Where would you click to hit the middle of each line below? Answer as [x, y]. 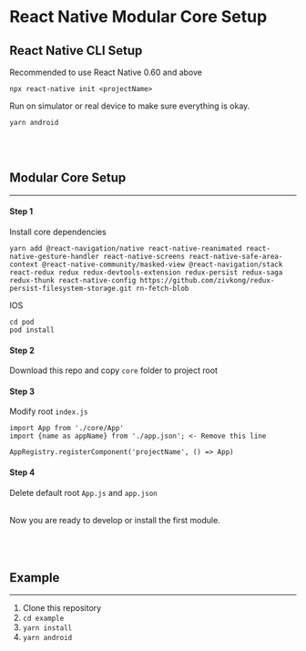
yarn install [47, 628]
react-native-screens [144, 257]
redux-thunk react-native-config [73, 281]
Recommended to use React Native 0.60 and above [106, 72]
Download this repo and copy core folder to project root [114, 370]
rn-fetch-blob [162, 289]
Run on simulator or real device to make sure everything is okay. [130, 106]
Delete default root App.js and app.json [83, 492]
